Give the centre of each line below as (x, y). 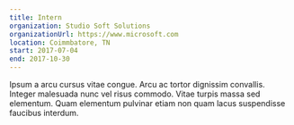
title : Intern (36, 17)
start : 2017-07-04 (44, 51)
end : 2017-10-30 (40, 59)
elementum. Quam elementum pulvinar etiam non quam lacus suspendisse (147, 103)
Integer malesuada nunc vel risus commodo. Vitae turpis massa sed (135, 94)
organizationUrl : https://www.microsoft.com (94, 34)
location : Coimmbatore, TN (60, 42)
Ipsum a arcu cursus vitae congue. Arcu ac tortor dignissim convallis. (137, 84)
